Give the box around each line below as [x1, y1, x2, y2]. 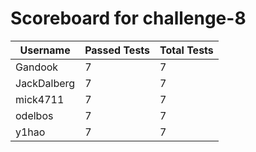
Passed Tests [84, 43, 151, 57]
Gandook [15, 60, 59, 74]
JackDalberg [15, 76, 76, 90]
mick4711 [15, 92, 65, 106]
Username [19, 43, 71, 57]
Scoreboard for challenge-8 [10, 7, 247, 30]
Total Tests [159, 43, 214, 57]
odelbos [15, 108, 54, 122]
